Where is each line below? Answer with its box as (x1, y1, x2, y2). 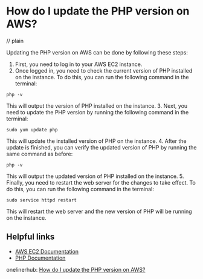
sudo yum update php (6, 126, 59, 133)
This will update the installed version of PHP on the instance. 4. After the (6, 137, 187, 145)
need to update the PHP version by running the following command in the (6, 108, 189, 116)
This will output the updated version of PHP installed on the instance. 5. (6, 172, 184, 180)
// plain (6, 37, 24, 44)
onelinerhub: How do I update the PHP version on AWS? (6, 266, 146, 273)
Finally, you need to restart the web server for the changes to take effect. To (6, 179, 196, 186)
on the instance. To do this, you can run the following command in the (14, 73, 189, 80)
